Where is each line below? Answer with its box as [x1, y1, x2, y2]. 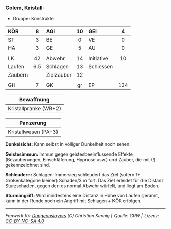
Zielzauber [46, 71, 72, 79]
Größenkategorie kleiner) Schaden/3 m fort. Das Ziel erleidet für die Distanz [5, 177, 164, 184]
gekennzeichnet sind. [5, 162, 50, 168]
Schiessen [88, 63, 113, 70]
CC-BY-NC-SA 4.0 [5, 218, 44, 224]
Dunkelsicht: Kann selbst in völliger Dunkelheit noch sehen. [5, 141, 131, 147]
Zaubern [8, 71, 28, 79]
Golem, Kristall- [5, 4, 45, 11]
